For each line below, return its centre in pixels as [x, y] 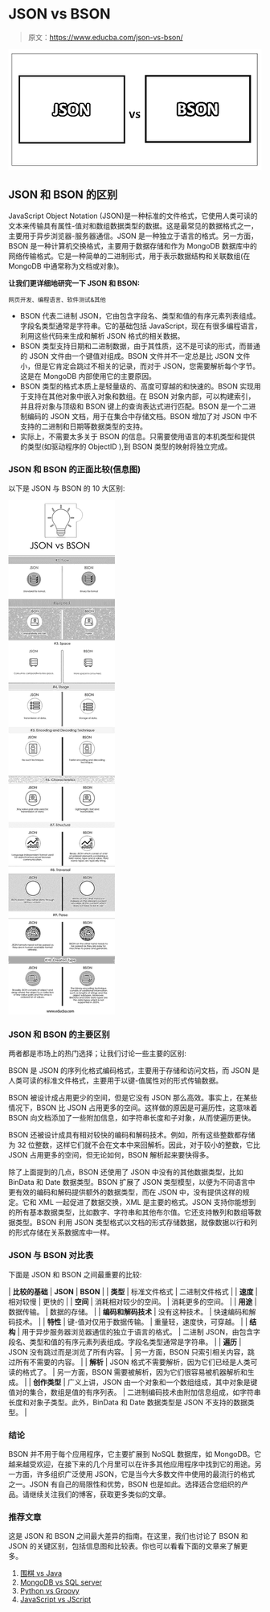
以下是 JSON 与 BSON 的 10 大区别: [67, 488]
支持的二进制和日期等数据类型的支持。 [83, 426]
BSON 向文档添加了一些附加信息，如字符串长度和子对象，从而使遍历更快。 [132, 1118]
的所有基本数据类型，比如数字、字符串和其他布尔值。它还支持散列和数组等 [131, 1212]
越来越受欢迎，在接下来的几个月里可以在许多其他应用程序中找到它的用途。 [131, 1464]
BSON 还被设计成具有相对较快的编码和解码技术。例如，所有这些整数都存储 [132, 1135]
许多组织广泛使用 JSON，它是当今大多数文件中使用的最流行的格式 [145, 1474]
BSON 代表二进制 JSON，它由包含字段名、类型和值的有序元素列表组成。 [140, 315]
